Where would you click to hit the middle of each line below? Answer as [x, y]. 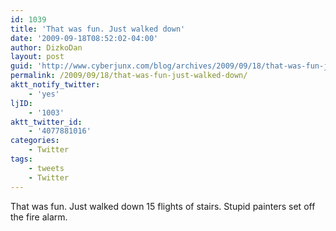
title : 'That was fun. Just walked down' [98, 29]
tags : [21, 159]
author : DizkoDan [46, 47]
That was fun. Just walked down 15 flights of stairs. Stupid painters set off [163, 206]
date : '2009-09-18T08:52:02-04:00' [84, 38]
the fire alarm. [39, 217]
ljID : [21, 103]
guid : [21, 66]
